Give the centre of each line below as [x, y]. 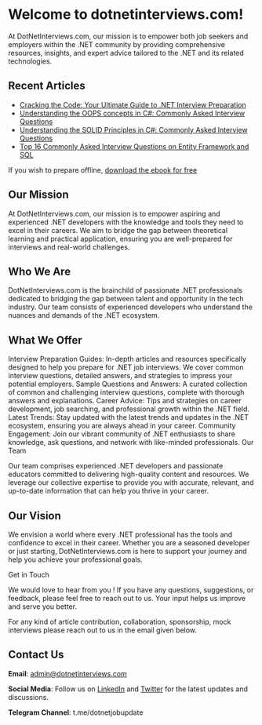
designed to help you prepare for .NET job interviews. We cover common [126, 367]
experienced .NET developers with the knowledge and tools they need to [126, 222]
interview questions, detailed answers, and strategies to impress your [120, 376]
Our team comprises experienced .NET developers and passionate [116, 466]
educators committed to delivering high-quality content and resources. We [129, 474]
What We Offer [45, 340]
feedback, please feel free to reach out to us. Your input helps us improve [127, 598]
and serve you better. [42, 607]
